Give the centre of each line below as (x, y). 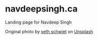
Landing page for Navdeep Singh (38, 22)
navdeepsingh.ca (41, 9)
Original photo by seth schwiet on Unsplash (49, 31)
